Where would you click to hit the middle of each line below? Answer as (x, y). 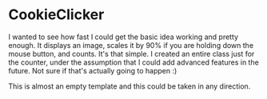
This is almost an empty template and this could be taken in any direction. (130, 86)
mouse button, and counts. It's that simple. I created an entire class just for (132, 53)
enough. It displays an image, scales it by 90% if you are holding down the (131, 45)
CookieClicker (56, 15)
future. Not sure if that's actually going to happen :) (93, 70)
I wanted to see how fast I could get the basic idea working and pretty (123, 37)
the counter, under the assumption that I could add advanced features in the (134, 62)
